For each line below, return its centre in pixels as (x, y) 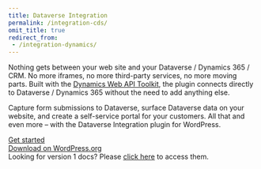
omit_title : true (37, 30)
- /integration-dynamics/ (54, 45)
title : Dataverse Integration (58, 15)
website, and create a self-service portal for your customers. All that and (127, 116)
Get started (26, 140)
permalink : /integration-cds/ (58, 23)
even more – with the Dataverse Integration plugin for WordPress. (115, 125)
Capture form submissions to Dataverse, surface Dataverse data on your (127, 108)
